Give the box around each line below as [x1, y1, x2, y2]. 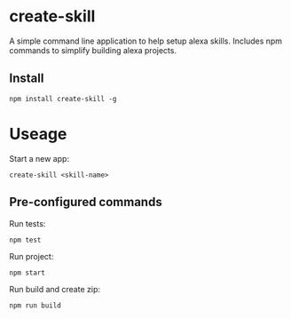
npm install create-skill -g [9, 94, 117, 103]
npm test [9, 235, 42, 244]
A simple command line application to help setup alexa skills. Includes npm [9, 36, 282, 46]
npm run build [9, 300, 62, 310]
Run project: [9, 251, 54, 261]
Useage [9, 124, 67, 144]
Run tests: [9, 218, 46, 228]
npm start [9, 268, 46, 277]
